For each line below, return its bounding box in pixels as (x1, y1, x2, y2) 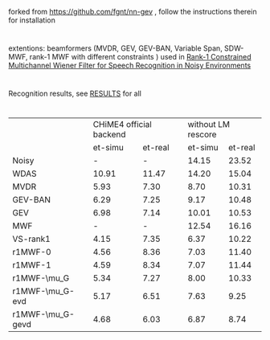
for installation (8, 15, 56, 25)
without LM (187, 118, 231, 129)
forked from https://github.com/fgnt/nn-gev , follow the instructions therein (8, 7, 257, 16)
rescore (187, 129, 217, 140)
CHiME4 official (92, 118, 153, 129)
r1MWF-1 (12, 259, 51, 270)
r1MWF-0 (12, 246, 51, 257)
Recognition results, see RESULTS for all (8, 88, 142, 99)
